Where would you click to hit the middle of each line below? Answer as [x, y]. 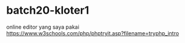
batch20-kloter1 [48, 10]
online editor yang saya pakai [43, 27]
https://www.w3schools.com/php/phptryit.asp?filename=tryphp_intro [93, 33]
